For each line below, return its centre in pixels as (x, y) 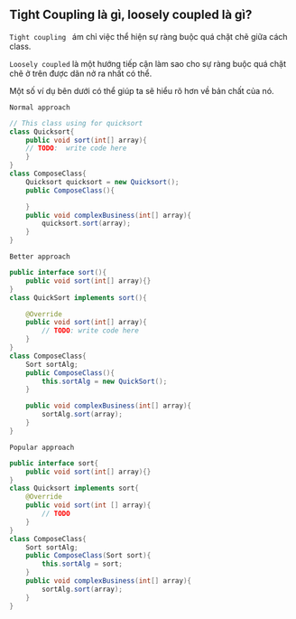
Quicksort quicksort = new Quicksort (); (102, 182)
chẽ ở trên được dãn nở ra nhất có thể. (81, 73)
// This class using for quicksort (76, 123)
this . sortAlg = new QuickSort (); (105, 381)
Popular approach (42, 447)
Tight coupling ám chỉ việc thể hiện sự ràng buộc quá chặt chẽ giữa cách (148, 36)
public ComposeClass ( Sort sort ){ (88, 556)
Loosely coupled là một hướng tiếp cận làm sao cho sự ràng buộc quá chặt (148, 63)
